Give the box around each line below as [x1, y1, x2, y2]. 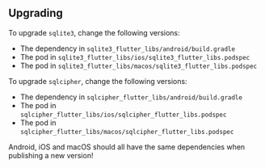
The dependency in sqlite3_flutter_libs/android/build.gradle [19, 44, 236, 53]
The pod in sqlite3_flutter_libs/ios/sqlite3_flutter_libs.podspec [19, 52, 250, 61]
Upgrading [8, 6, 63, 20]
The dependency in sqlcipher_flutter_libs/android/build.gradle [19, 92, 242, 102]
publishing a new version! [8, 150, 94, 160]
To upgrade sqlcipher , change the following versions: [8, 76, 187, 86]
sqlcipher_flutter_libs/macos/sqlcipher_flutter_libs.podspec [19, 128, 234, 136]
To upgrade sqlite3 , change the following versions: [8, 27, 180, 37]
